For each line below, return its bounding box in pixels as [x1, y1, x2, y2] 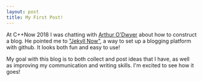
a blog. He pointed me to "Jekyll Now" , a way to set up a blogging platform [6, 37, 192, 44]
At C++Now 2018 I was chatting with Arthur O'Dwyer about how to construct [6, 31, 197, 38]
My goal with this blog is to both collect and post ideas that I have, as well [6, 55, 190, 62]
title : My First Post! [6, 14, 63, 20]
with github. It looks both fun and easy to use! [6, 43, 121, 51]
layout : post [6, 8, 39, 15]
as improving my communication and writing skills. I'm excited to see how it [6, 61, 195, 69]
